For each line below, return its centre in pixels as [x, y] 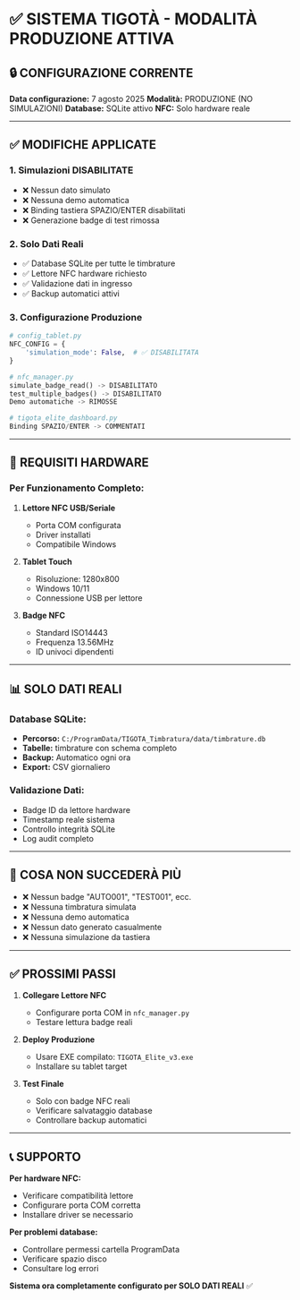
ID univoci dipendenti [75, 651]
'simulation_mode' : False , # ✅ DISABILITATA [112, 353]
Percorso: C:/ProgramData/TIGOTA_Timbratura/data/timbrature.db [144, 739]
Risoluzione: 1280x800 [78, 578]
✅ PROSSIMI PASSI [62, 974]
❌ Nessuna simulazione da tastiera [86, 937]
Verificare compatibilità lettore [78, 1196]
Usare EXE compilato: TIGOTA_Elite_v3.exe [114, 1057]
